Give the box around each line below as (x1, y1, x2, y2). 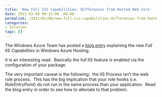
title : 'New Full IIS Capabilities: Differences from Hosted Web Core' (5, 7, 152, 12)
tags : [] (5, 29, 23, 34)
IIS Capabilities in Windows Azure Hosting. (5, 48, 90, 53)
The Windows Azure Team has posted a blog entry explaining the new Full (5, 43, 152, 48)
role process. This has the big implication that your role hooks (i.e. (5, 76, 137, 82)
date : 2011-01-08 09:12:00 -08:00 (5, 12, 75, 16)
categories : (5, 20, 29, 25)
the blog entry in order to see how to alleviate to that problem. (5, 87, 128, 92)
